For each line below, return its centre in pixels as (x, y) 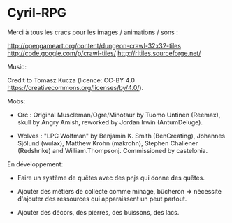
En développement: (35, 164)
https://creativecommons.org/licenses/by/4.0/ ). (75, 87)
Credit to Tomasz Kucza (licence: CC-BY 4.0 (71, 80)
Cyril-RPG (37, 13)
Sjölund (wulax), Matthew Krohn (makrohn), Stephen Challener (108, 143)
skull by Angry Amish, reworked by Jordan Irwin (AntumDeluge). (110, 122)
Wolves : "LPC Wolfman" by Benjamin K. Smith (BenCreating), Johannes (121, 136)
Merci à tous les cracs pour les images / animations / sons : (93, 32)
